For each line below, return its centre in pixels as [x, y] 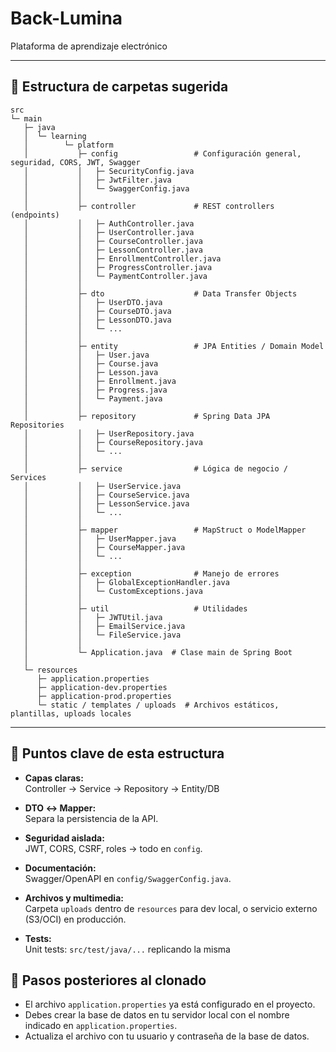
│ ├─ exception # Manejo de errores [151, 573]
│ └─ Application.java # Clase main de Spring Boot [158, 652]
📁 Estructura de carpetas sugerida [119, 87]
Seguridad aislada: [64, 838]
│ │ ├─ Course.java [91, 363]
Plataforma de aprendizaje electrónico [89, 46]
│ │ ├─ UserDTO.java [93, 302]
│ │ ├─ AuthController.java [109, 223]
